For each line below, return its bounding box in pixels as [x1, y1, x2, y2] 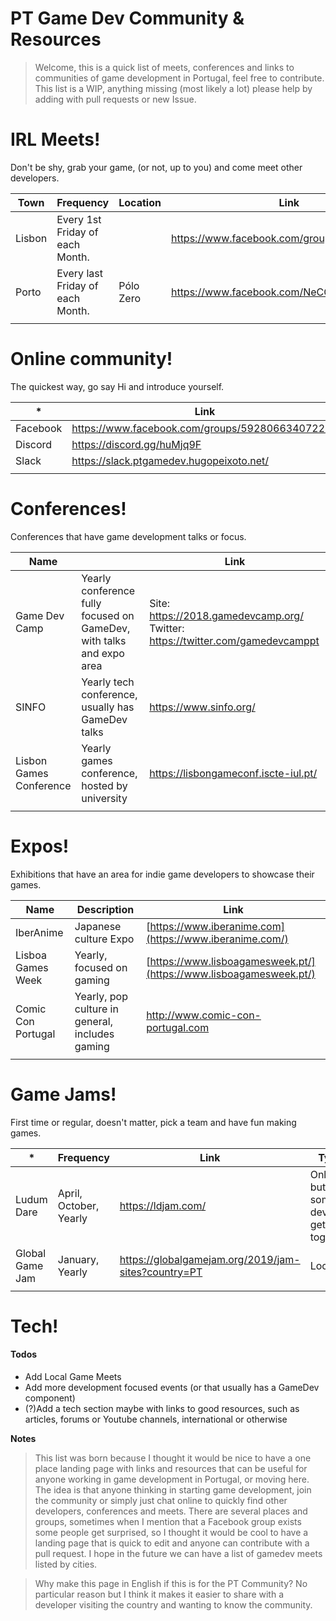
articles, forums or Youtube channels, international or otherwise [24, 1413, 288, 1426]
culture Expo [74, 932, 135, 946]
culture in [74, 1002, 119, 1016]
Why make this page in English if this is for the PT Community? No [34, 1578, 308, 1590]
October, [57, 1198, 100, 1212]
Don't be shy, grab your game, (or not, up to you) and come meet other [10, 161, 303, 173]
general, [74, 1014, 113, 1028]
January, [57, 1252, 100, 1266]
